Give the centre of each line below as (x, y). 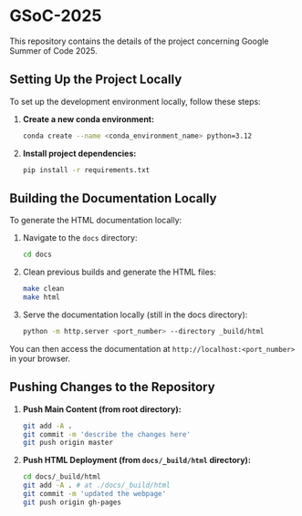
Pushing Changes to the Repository (113, 387)
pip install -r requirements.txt (86, 170)
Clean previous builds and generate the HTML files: (120, 272)
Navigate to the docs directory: (80, 238)
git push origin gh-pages (72, 502)
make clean (43, 289)
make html (42, 297)
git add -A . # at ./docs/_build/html (96, 485)
